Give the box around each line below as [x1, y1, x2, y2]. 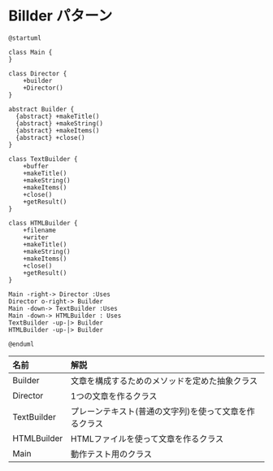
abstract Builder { [8, 105, 75, 113]
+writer [23, 233, 49, 242]
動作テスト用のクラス [70, 448, 153, 460]
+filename [23, 226, 57, 234]
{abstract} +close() [15, 133, 85, 142]
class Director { [8, 69, 67, 77]
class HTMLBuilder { [8, 219, 79, 227]
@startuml [8, 33, 42, 42]
